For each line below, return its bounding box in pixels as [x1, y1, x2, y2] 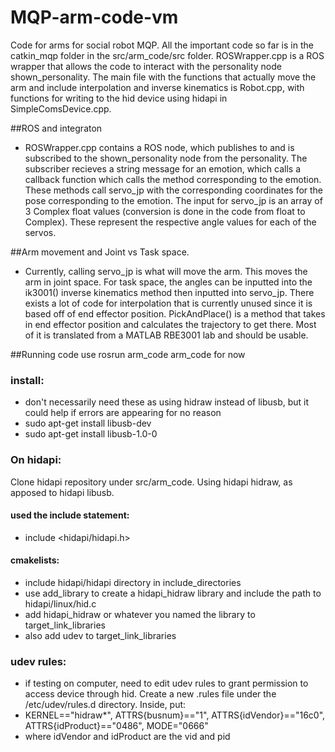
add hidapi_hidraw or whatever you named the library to [24, 608, 256, 620]
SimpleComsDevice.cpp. [10, 102, 112, 115]
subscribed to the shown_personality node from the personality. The [24, 152, 308, 164]
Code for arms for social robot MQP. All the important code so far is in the [10, 39, 314, 51]
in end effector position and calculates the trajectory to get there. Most [24, 318, 317, 330]
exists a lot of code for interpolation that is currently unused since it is [24, 297, 313, 309]
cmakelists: [10, 554, 60, 566]
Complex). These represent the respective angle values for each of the [24, 216, 317, 228]
